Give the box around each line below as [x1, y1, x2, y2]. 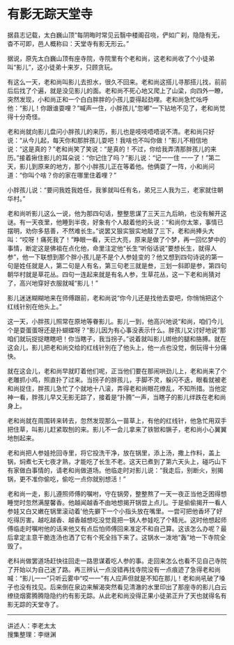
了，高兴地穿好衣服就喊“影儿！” [7, 279, 99, 287]
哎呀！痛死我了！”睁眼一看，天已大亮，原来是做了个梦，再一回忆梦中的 [22, 235, 226, 244]
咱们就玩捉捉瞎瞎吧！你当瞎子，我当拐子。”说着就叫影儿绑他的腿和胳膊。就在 [7, 334, 227, 343]
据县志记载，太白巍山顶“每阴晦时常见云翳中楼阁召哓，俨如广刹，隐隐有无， [7, 31, 224, 39]
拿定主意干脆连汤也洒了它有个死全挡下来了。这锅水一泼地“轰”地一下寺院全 [13, 533, 226, 541]
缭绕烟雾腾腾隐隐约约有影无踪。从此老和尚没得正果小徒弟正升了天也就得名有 [7, 591, 227, 600]
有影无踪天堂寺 [7, 6, 93, 22]
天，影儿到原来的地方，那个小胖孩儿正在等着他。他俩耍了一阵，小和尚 [7, 162, 209, 171]
